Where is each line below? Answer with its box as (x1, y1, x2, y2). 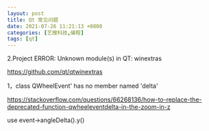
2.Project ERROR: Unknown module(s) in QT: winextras (7, 54, 162, 62)
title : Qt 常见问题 (7, 16, 59, 23)
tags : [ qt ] (7, 36, 38, 43)
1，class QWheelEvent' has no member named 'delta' (7, 82, 159, 90)
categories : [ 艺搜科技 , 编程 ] (7, 29, 84, 36)
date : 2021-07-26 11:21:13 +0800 (7, 23, 103, 29)
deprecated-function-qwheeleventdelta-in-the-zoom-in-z (7, 103, 171, 111)
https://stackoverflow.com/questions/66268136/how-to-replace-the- (7, 95, 202, 104)
